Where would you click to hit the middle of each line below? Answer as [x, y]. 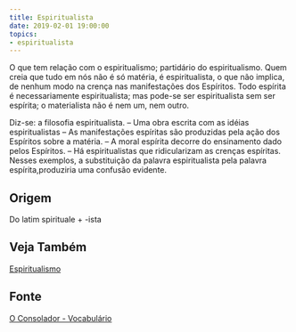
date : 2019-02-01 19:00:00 [59, 26]
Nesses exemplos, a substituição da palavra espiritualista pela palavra [138, 160]
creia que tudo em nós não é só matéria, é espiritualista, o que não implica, [147, 77]
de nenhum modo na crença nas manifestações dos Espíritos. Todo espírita [148, 86]
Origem [30, 198]
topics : [24, 34]
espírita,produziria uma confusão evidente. [88, 170]
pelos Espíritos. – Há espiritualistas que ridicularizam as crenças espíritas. [145, 151]
